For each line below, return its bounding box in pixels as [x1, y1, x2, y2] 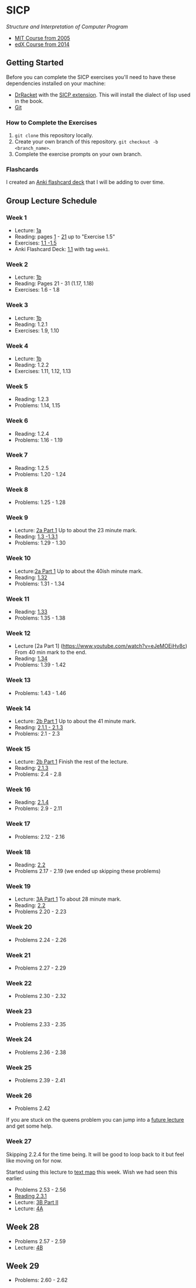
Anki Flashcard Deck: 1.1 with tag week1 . [14, 246, 110, 253]
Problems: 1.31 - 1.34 [14, 580, 65, 587]
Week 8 [6, 485, 28, 493]
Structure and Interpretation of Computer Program [6, 23, 128, 30]
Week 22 [6, 979, 32, 987]
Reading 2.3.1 [14, 1192, 47, 1200]
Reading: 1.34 [14, 655, 48, 662]
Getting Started [6, 58, 64, 68]
